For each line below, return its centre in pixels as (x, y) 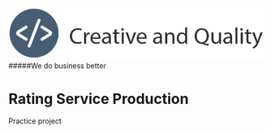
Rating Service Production (99, 99)
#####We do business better (58, 66)
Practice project (35, 121)
